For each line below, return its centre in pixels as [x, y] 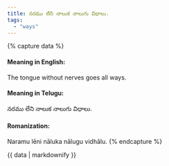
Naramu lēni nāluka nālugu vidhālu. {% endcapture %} [85, 141]
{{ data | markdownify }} [42, 155]
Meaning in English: [36, 62]
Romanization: [29, 126]
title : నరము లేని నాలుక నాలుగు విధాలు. [58, 13]
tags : [15, 20]
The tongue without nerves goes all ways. [67, 77]
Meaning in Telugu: [36, 93]
